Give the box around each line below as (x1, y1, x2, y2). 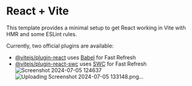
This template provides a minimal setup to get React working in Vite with (6, 24, 186, 31)
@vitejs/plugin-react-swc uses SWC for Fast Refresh (14, 60, 147, 67)
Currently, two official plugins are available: (6, 42, 114, 49)
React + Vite (6, 4, 69, 18)
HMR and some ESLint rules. (6, 30, 77, 37)
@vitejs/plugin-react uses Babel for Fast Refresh (14, 54, 136, 61)
